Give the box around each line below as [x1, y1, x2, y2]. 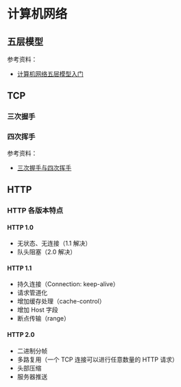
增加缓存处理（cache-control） [16, 297, 106, 305]
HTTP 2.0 [7, 330, 36, 338]
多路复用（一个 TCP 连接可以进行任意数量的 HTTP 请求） [16, 355, 178, 364]
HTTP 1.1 [7, 263, 32, 272]
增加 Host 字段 [16, 306, 58, 314]
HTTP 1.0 [7, 223, 34, 231]
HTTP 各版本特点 [7, 205, 64, 215]
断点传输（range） [16, 314, 70, 322]
